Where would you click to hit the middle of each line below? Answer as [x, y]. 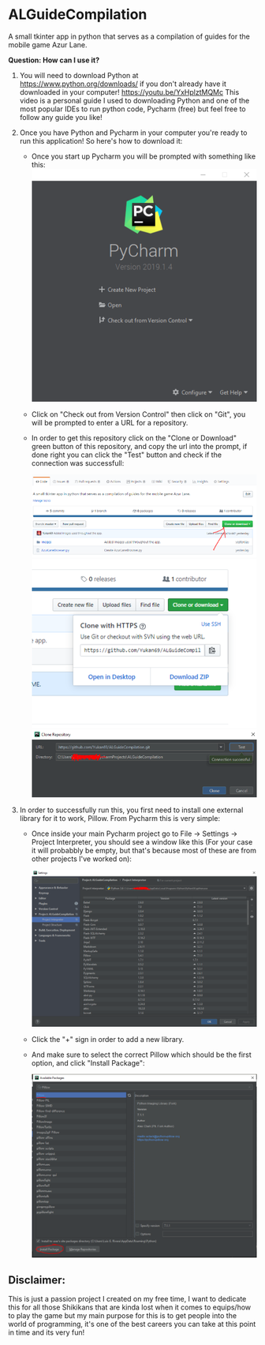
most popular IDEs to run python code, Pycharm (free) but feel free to [132, 109]
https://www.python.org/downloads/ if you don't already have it [123, 84]
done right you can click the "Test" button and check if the [127, 455]
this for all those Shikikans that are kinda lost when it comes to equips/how [130, 1307]
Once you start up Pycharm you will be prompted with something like [144, 156]
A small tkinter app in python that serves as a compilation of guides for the [129, 36]
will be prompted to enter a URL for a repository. [110, 422]
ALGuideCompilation [78, 15]
